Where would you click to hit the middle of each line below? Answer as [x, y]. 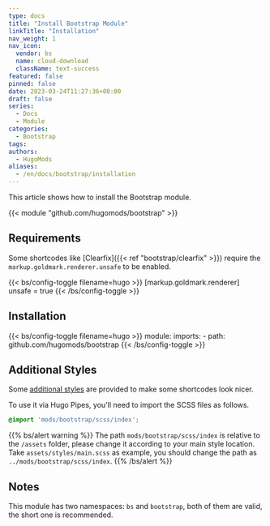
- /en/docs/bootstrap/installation [76, 174]
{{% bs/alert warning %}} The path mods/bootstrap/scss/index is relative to [135, 435]
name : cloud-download [52, 62]
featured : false [36, 76]
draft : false [30, 99]
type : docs [27, 16]
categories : [28, 129]
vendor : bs [34, 53]
